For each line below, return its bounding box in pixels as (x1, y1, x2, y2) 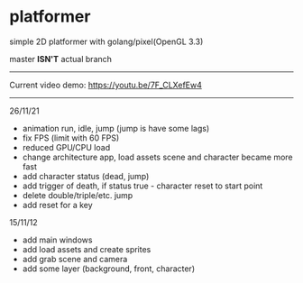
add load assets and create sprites (22, 243, 151, 254)
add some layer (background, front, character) (22, 263, 196, 274)
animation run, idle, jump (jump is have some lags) (22, 123, 210, 133)
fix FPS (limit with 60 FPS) (22, 132, 120, 143)
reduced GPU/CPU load (22, 141, 111, 152)
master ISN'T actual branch (9, 53, 113, 64)
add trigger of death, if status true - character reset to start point (22, 180, 263, 191)
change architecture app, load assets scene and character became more (22, 151, 293, 162)
